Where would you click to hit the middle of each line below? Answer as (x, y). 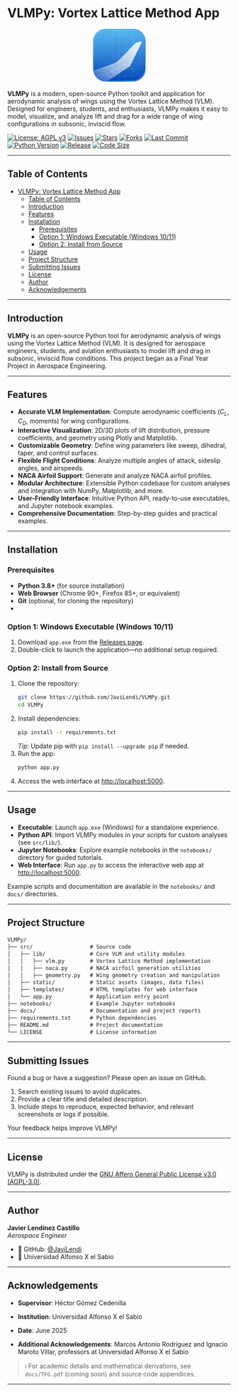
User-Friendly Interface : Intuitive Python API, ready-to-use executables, (124, 498)
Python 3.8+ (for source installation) (71, 586)
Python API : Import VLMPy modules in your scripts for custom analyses (123, 835)
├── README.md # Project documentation (85, 1025)
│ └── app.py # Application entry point (89, 997)
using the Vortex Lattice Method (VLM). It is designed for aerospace (107, 343)
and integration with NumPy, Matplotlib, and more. (91, 490)
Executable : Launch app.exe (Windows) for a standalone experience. (118, 827)
